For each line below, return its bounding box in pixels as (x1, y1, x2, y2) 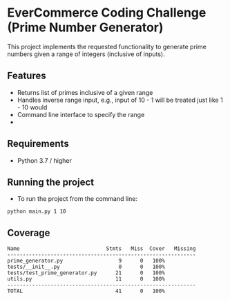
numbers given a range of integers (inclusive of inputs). (7, 50, 166, 58)
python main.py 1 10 (7, 208, 67, 215)
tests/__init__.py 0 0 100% (7, 263, 166, 271)
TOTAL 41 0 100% (7, 288, 166, 295)
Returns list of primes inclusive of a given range (17, 88, 153, 96)
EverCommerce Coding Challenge (7, 5, 207, 21)
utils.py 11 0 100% (7, 276, 166, 283)
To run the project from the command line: (17, 195, 138, 203)
